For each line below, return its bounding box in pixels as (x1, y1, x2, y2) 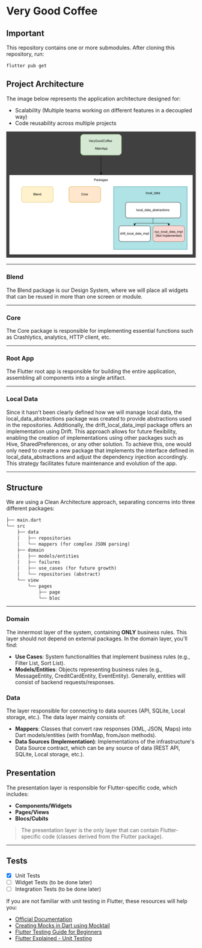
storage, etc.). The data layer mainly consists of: (6, 714, 126, 721)
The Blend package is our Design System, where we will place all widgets (6, 287, 188, 294)
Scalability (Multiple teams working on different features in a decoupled (14, 106, 192, 114)
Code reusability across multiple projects (14, 119, 117, 127)
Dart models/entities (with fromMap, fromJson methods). (14, 732, 157, 739)
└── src (6, 523, 26, 529)
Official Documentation (14, 915, 72, 923)
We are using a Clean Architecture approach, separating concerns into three (6, 499, 195, 506)
